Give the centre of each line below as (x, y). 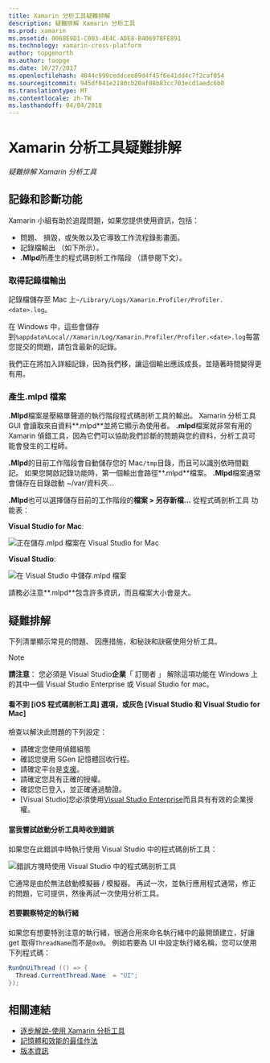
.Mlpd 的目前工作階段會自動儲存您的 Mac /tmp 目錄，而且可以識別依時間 (125, 463)
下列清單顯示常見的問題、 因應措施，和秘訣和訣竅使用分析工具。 (115, 641)
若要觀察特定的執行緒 (43, 913)
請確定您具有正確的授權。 (62, 779)
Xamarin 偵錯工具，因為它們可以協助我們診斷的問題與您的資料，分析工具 (129, 436)
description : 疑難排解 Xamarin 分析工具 (72, 23)
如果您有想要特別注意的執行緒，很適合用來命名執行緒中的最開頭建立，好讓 (131, 932)
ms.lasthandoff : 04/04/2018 (55, 105)
